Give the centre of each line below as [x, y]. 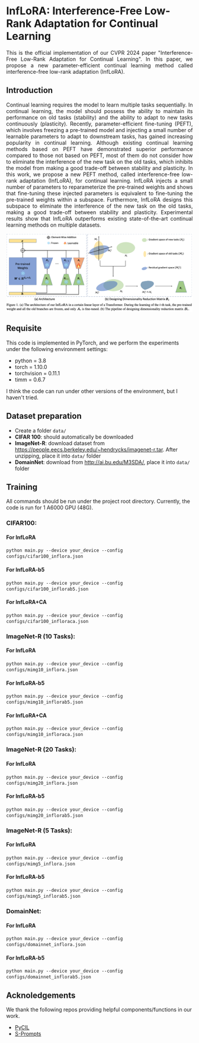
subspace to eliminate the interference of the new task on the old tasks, [99, 206]
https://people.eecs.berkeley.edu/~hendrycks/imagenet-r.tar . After [96, 449]
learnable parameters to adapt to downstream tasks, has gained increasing [99, 136]
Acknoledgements [41, 995]
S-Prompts [28, 1034]
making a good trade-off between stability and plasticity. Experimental [99, 212]
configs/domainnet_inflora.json [46, 945]
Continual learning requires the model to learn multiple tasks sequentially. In [99, 105]
